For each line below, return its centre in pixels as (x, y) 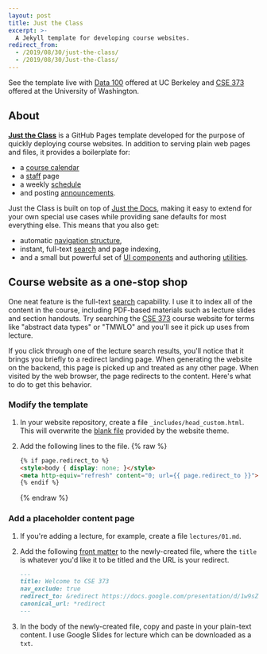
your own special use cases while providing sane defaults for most (117, 216)
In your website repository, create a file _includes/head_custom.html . (132, 422)
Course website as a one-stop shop (98, 282)
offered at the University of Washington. (74, 91)
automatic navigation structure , (71, 240)
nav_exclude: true (50, 589)
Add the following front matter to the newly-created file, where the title (138, 551)
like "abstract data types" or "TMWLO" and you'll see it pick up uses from (129, 327)
